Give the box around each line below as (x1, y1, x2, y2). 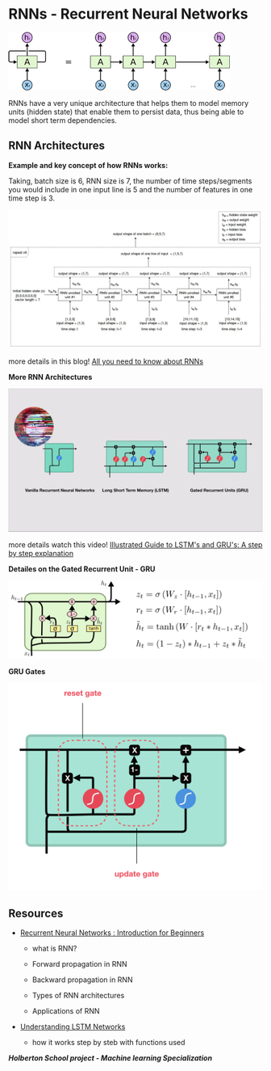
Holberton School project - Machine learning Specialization (8, 1053, 212, 1063)
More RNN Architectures (8, 373, 93, 382)
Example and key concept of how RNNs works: (8, 160, 169, 170)
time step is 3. (8, 193, 55, 203)
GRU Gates (8, 667, 46, 677)
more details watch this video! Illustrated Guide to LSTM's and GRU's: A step (8, 539, 263, 550)
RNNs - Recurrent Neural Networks (8, 5, 248, 23)
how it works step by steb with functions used (31, 1038, 186, 1048)
